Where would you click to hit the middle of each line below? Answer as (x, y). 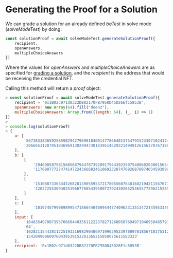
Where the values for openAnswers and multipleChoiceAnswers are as (80, 67)
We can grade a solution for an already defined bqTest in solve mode (79, 24)
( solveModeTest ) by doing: (33, 29)
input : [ (24, 217)
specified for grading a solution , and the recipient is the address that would (85, 73)
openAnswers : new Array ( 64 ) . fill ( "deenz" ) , (62, 107)
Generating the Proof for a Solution (82, 10)
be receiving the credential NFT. (39, 79)
